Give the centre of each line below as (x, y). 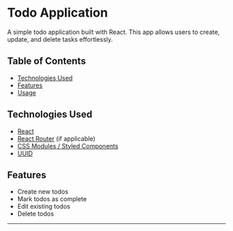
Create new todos (43, 191)
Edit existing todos (44, 207)
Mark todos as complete (52, 199)
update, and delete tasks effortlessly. (60, 39)
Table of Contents (47, 61)
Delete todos (35, 214)
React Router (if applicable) (56, 138)
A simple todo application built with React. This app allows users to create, (113, 32)
